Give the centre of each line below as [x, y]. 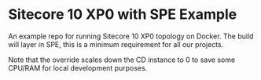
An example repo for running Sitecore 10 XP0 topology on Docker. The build [131, 36]
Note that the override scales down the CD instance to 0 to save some [122, 60]
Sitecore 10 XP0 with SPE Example [123, 15]
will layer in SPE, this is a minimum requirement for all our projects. [116, 44]
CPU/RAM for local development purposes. [78, 67]
